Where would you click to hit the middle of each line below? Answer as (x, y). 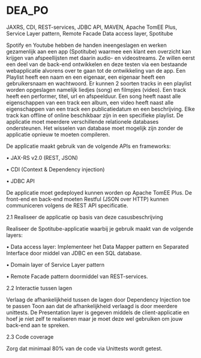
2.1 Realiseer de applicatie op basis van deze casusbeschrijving (85, 217)
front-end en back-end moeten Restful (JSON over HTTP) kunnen (88, 199)
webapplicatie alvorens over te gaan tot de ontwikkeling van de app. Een (96, 70)
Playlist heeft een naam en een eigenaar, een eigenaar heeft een (86, 77)
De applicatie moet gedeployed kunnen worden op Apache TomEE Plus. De (99, 192)
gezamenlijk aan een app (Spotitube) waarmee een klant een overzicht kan (99, 51)
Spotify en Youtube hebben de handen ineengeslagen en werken (86, 45)
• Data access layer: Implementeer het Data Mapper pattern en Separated (97, 246)
